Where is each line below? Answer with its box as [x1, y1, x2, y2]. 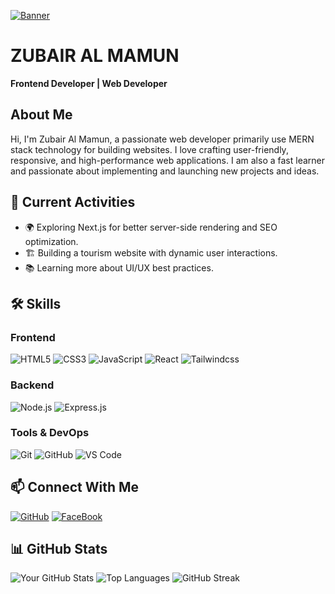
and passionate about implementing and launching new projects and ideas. [10, 165, 320, 177]
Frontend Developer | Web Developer [10, 77, 168, 89]
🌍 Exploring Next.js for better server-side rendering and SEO [24, 221, 278, 233]
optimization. [24, 235, 79, 247]
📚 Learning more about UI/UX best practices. [24, 261, 214, 274]
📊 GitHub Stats [10, 541, 108, 558]
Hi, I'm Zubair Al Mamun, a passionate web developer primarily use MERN [10, 133, 315, 145]
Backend [10, 378, 55, 392]
